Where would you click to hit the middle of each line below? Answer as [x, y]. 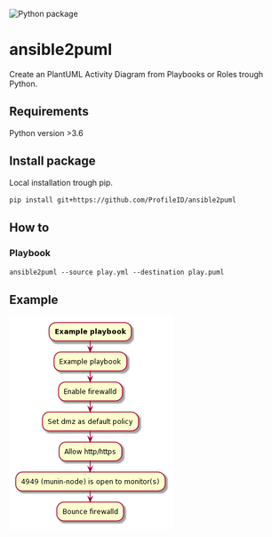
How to [29, 227]
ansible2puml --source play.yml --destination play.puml [117, 273]
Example [34, 299]
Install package [52, 161]
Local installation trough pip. [61, 182]
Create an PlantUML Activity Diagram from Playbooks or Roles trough [136, 74]
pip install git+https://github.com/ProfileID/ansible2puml [123, 200]
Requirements [49, 112]
